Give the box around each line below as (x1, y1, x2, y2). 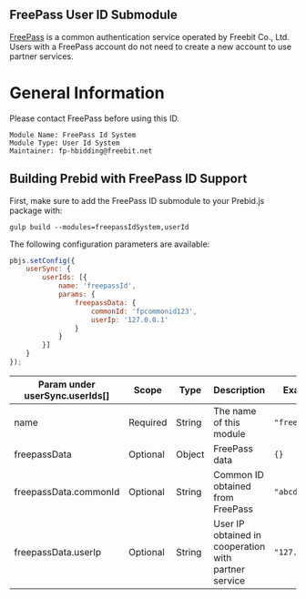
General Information (9, 83, 166, 103)
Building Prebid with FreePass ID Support (9, 171, 248, 187)
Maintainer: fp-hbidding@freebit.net (9, 146, 153, 156)
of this (213, 416, 241, 429)
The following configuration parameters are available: (9, 239, 210, 249)
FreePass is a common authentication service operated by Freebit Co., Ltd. (9, 31, 290, 42)
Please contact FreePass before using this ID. (9, 113, 180, 124)
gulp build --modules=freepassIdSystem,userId (9, 222, 189, 231)
